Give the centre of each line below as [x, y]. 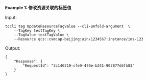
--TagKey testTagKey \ [37, 31]
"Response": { [28, 61]
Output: [13, 48]
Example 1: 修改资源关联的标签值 [38, 8]
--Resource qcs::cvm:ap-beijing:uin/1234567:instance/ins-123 [79, 39]
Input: [11, 17]
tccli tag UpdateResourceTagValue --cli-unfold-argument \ [68, 26]
